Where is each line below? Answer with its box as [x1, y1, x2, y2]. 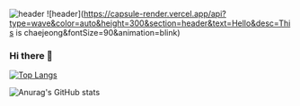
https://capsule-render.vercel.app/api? [84, 9, 226, 19]
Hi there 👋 [9, 49, 54, 61]
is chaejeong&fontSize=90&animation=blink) [15, 28, 181, 37]
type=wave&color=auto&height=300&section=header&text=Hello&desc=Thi [9, 18, 291, 29]
